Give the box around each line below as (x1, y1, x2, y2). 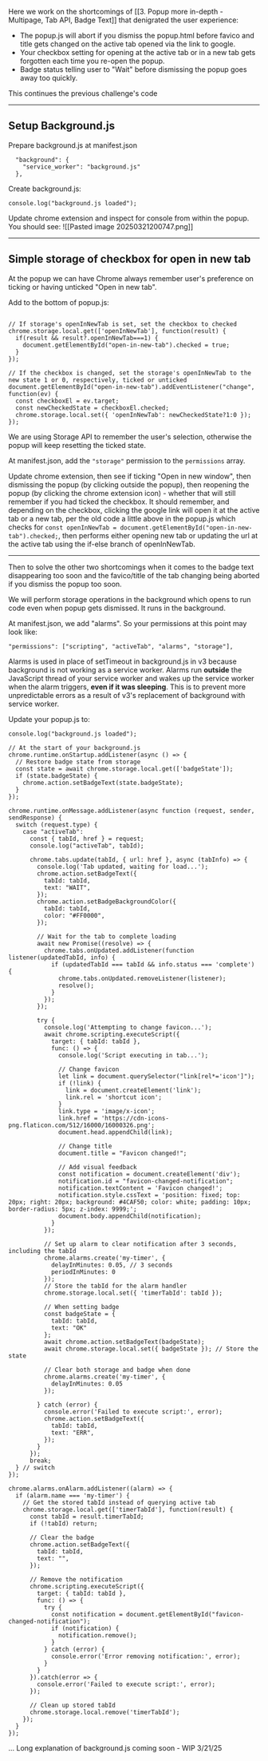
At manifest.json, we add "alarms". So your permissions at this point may (8, 618, 247, 628)
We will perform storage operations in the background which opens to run (8, 594, 251, 604)
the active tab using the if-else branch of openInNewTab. (8, 539, 195, 549)
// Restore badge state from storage (15, 758, 141, 766)
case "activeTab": (22, 827, 84, 835)
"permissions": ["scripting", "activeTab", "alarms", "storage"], (8, 642, 234, 650)
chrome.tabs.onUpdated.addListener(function (43, 946, 195, 954)
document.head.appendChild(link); (58, 1128, 173, 1136)
